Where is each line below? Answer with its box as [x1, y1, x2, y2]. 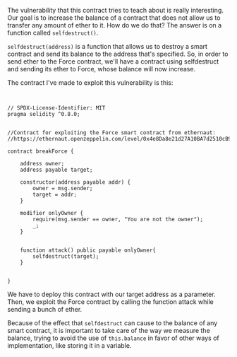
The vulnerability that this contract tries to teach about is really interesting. [7, 6, 224, 14]
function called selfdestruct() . [7, 28, 99, 37]
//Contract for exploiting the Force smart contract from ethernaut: [7, 129, 217, 136]
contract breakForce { [7, 148, 74, 155]
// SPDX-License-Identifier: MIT [7, 105, 106, 112]
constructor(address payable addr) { [20, 179, 131, 186]
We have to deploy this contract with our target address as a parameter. [7, 290, 217, 298]
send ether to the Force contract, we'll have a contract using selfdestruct [7, 57, 219, 66]
